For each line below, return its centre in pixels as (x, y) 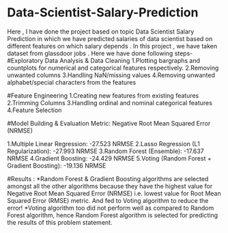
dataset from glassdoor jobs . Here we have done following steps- (100, 53)
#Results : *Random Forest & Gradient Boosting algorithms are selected (108, 178)
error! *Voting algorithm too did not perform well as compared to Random (111, 208)
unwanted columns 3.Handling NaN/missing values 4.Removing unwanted (111, 75)
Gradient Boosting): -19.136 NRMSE (57, 165)
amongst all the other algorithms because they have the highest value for (110, 186)
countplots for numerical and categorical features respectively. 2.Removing (113, 68)
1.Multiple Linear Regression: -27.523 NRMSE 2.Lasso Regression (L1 (103, 143)
